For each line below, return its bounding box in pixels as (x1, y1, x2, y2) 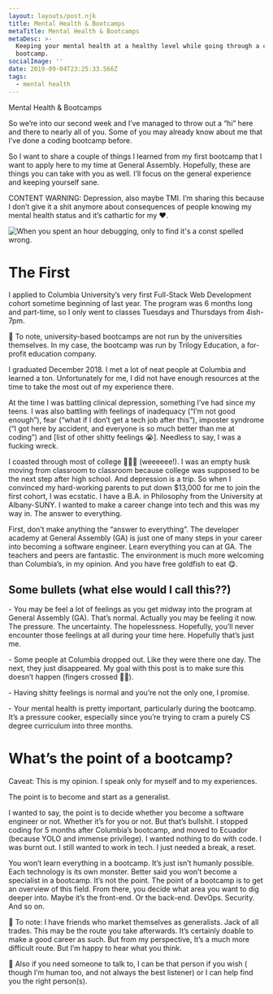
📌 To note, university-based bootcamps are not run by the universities (8, 331, 242, 342)
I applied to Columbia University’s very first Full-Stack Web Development (8, 290, 252, 300)
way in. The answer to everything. (8, 509, 123, 519)
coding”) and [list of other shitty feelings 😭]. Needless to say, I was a (8, 432, 241, 442)
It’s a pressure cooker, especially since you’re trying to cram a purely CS (8, 712, 250, 722)
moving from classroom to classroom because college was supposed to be (8, 466, 260, 475)
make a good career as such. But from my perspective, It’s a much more (8, 935, 250, 944)
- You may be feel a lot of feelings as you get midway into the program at (8, 604, 253, 615)
